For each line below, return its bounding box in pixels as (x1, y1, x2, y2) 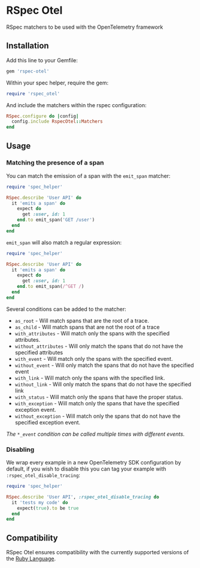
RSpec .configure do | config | (6, 113, 79, 119)
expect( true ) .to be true (17, 505, 79, 511)
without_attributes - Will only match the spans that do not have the (14, 342, 184, 350)
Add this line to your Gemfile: (6, 56, 78, 63)
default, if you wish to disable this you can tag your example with (6, 465, 166, 473)
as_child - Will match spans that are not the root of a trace (14, 323, 160, 330)
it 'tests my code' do (11, 499, 68, 506)
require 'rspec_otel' (6, 90, 60, 96)
